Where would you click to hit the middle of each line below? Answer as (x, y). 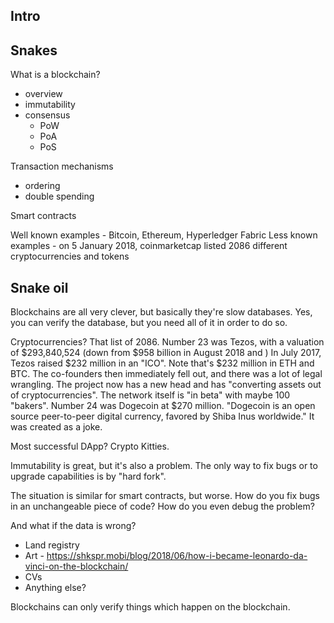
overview (43, 94)
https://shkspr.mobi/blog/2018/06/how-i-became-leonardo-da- (177, 556)
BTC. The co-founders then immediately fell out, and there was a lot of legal (166, 374)
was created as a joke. (56, 427)
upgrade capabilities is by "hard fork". (88, 476)
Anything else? (55, 588)
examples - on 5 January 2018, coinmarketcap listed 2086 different (149, 246)
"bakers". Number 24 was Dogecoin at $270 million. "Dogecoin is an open (163, 406)
